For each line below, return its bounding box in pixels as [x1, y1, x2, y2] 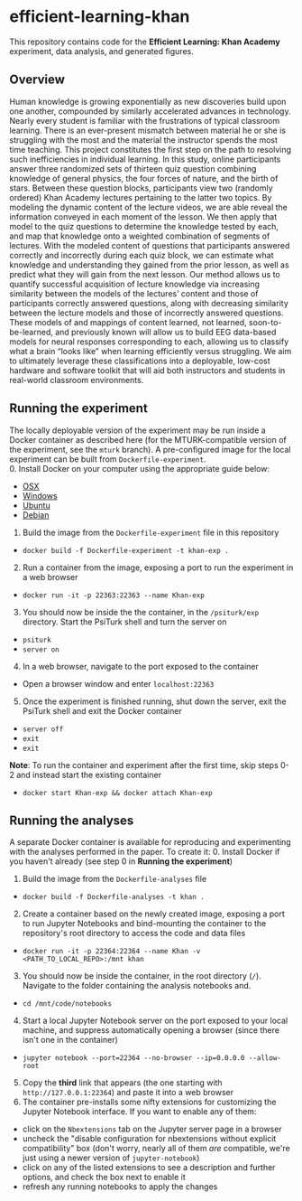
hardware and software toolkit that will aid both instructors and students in [9, 364, 286, 376]
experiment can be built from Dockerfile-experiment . [9, 454, 206, 464]
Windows [22, 490, 58, 501]
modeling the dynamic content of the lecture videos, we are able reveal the [9, 202, 288, 212]
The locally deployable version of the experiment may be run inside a [9, 425, 266, 436]
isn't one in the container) [22, 1035, 119, 1046]
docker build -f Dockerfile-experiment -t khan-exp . [22, 546, 229, 555]
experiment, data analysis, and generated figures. [9, 45, 194, 56]
